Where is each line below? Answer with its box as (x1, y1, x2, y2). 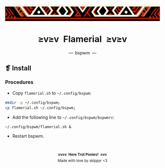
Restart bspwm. (12, 133, 44, 139)
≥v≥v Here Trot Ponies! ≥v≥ (58, 152, 107, 157)
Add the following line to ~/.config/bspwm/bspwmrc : (12, 114, 114, 120)
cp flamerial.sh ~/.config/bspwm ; (5, 105, 76, 110)
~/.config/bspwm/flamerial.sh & (5, 124, 71, 129)
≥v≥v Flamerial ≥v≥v (38, 34, 127, 45)
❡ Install (5, 64, 31, 73)
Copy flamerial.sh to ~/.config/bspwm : (12, 90, 92, 96)
